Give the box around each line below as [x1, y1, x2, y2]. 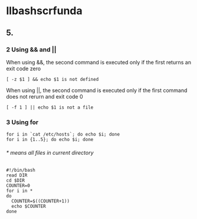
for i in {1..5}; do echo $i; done [6, 137, 94, 143]
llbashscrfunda [6, 4, 83, 18]
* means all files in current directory [6, 149, 94, 156]
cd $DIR [6, 178, 25, 184]
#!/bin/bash [6, 167, 35, 174]
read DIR [6, 172, 28, 178]
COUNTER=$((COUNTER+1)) [11, 198, 70, 204]
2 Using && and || [6, 45, 57, 54]
